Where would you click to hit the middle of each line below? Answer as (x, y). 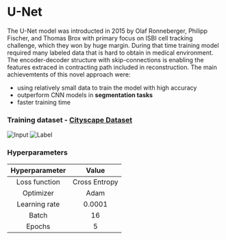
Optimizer (38, 193)
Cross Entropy (96, 182)
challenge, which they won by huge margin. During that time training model (113, 45)
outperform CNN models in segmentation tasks (85, 95)
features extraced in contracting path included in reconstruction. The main (112, 67)
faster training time (43, 102)
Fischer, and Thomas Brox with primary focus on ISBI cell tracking (100, 38)
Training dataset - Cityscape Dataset (70, 120)
